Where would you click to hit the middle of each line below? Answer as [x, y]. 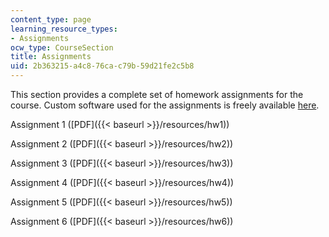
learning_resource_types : [64, 29]
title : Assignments [51, 57]
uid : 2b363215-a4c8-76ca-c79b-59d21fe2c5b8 [102, 66]
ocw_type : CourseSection [62, 47]
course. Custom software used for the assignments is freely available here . [165, 105]
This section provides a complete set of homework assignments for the [157, 94]
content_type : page [51, 19]
